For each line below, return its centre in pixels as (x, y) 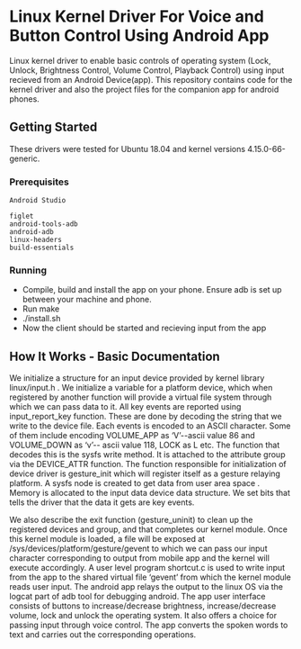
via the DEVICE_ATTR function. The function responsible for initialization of (148, 464)
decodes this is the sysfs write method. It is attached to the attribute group (147, 455)
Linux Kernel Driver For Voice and (137, 17)
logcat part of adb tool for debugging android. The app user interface (138, 597)
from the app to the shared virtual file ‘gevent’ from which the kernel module (150, 577)
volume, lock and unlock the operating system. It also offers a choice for (143, 616)
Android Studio (38, 201)
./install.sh (41, 319)
